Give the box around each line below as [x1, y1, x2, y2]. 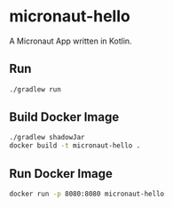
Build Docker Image [9, 109, 120, 125]
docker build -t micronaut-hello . [9, 141, 141, 150]
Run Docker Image [9, 166, 114, 181]
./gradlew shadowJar [9, 133, 86, 142]
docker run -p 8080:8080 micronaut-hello [9, 189, 165, 198]
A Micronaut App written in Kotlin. [9, 36, 132, 46]
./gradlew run [9, 84, 62, 94]
